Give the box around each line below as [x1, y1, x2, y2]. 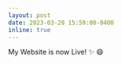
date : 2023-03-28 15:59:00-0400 [8, 19, 114, 27]
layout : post [8, 11, 51, 20]
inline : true [8, 26, 51, 34]
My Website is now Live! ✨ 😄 [8, 48, 104, 57]
